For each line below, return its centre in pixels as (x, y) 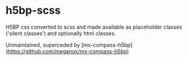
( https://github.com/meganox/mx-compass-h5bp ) (67, 51)
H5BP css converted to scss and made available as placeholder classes (94, 27)
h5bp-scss (33, 10)
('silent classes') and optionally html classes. (61, 33)
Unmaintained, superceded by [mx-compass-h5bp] (69, 45)
